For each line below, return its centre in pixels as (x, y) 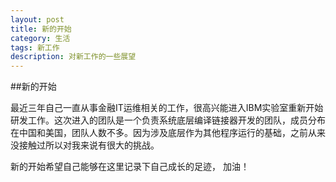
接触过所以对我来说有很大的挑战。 (89, 145)
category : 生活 (40, 38)
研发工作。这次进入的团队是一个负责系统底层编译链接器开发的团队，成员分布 (168, 120)
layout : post (37, 19)
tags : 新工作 (35, 47)
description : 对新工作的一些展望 (73, 57)
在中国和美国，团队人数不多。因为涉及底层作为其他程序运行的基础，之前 (159, 133)
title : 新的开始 (41, 29)
